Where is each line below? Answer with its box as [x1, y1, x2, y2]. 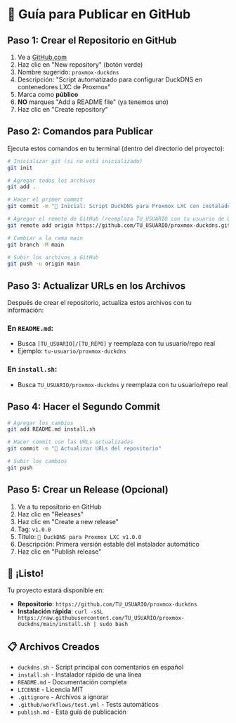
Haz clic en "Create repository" [17, 105, 108, 113]
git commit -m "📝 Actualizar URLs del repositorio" [7, 445, 162, 452]
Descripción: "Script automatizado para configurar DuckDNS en [17, 75, 202, 84]
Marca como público [17, 91, 79, 98]
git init [7, 164, 33, 171]
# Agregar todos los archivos [7, 177, 96, 184]
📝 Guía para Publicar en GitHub [7, 6, 191, 22]
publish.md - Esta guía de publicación [17, 708, 126, 716]
